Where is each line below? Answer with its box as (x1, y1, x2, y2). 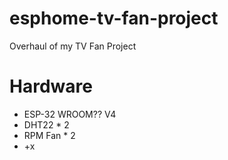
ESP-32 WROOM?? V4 (23, 108, 117, 120)
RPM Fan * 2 (23, 129, 76, 141)
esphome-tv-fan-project (9, 7, 219, 30)
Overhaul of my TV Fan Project (9, 40, 137, 52)
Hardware (9, 75, 93, 98)
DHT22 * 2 (23, 118, 70, 131)
